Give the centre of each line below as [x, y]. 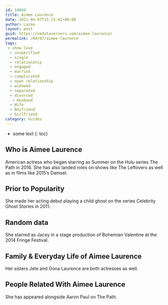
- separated [23, 91]
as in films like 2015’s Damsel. [36, 173]
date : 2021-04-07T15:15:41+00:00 [41, 19]
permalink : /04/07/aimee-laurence [42, 39]
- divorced [21, 95]
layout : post [19, 29]
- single [19, 57]
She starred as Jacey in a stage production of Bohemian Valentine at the [81, 235]
